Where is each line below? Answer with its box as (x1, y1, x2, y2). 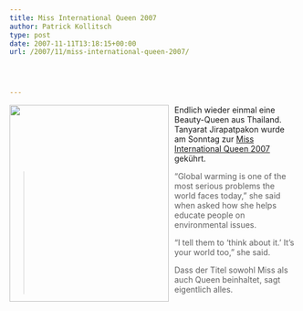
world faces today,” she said (174, 190, 281, 201)
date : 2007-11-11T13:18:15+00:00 (9, 38, 137, 48)
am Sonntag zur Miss (174, 134, 255, 145)
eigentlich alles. (174, 284, 234, 295)
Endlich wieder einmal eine (174, 104, 276, 115)
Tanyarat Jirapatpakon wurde (174, 124, 285, 135)
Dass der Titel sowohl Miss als (174, 264, 289, 275)
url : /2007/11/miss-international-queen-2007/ (9, 48, 190, 57)
